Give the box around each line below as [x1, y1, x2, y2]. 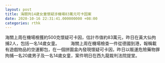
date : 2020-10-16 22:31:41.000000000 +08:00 [5, 16, 98, 21]
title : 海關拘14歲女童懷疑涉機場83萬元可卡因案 [5, 12, 92, 16]
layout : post [5, 7, 32, 12]
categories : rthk [5, 20, 41, 26]
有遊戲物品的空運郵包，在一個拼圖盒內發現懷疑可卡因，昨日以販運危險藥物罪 [5, 47, 160, 52]
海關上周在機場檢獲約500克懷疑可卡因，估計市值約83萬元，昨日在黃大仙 [5, 34, 152, 40]
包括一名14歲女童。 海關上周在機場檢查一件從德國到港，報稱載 [20, 41, 157, 47]
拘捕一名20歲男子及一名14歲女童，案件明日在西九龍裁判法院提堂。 [5, 53, 140, 59]
